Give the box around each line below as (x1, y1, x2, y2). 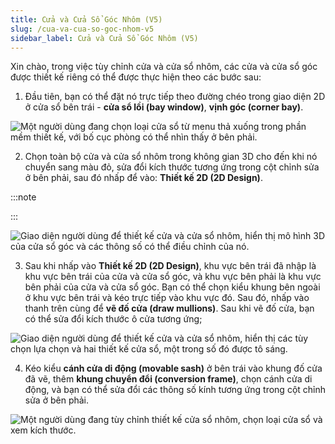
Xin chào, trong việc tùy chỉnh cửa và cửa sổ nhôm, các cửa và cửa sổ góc (10, 61, 318, 73)
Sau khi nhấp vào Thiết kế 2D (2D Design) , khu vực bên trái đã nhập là (24, 260, 317, 272)
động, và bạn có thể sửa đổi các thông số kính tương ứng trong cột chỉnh (24, 384, 327, 396)
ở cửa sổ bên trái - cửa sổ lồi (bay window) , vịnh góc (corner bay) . (24, 101, 304, 113)
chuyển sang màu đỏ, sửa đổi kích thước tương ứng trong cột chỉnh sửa (24, 161, 320, 173)
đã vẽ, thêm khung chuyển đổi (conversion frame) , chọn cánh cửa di (24, 373, 313, 385)
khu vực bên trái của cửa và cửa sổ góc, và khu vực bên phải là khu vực (24, 271, 322, 283)
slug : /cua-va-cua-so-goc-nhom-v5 (10, 24, 155, 34)
